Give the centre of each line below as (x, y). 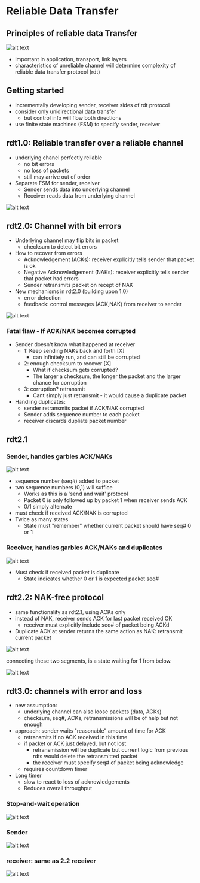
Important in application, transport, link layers (71, 59)
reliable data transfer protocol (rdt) (57, 72)
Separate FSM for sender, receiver (57, 183)
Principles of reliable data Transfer (72, 33)
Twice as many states (41, 519)
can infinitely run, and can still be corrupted (86, 357)
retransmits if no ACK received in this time (76, 737)
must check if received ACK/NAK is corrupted (71, 513)
